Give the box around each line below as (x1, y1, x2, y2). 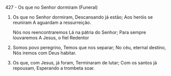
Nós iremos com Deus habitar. (12, 50, 77, 56)
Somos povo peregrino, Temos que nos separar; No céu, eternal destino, (12, 45, 166, 50)
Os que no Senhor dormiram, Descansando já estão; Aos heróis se (12, 14, 153, 20)
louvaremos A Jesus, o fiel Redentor (12, 35, 89, 41)
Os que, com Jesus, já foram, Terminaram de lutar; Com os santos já (12, 60, 157, 65)
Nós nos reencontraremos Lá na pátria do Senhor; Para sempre (12, 29, 146, 35)
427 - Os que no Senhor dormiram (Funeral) (5, 5, 98, 10)
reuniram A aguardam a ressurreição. (12, 20, 91, 25)
